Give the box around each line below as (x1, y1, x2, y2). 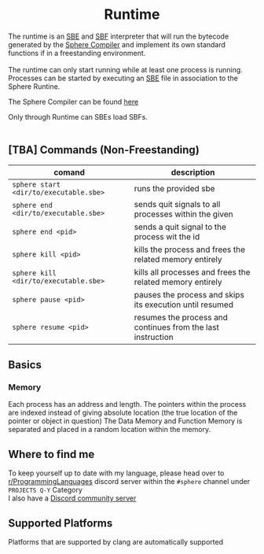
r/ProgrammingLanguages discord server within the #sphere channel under (8, 477, 250, 486)
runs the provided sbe (134, 183, 215, 194)
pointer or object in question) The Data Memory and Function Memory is (8, 416, 243, 426)
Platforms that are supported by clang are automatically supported (8, 537, 224, 547)
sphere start (12, 179, 61, 189)
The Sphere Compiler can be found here (8, 97, 139, 106)
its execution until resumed (134, 299, 234, 310)
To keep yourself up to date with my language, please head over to (8, 468, 225, 478)
